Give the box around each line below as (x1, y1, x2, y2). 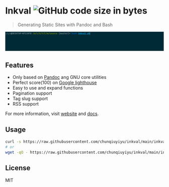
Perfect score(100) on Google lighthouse (12, 79, 97, 85)
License (5, 164, 31, 172)
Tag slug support (12, 96, 48, 102)
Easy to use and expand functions (12, 85, 83, 91)
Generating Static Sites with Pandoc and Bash (17, 22, 113, 28)
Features (5, 61, 34, 69)
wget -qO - (5, 150, 28, 155)
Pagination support (12, 90, 52, 97)
